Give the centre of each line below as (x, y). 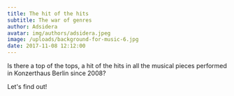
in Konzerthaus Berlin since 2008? (57, 73)
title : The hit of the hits (48, 14)
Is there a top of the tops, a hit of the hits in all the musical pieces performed (117, 66)
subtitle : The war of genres (50, 20)
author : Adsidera (32, 26)
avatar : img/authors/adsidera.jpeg (59, 33)
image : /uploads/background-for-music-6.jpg (73, 40)
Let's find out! (27, 87)
